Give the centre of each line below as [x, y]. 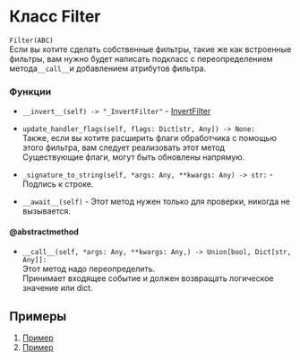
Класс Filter [55, 17]
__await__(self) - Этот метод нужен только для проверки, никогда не [156, 202]
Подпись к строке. [58, 184]
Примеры [38, 316]
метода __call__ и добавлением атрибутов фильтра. [108, 68]
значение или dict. [57, 288]
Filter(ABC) [31, 40]
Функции [30, 92]
